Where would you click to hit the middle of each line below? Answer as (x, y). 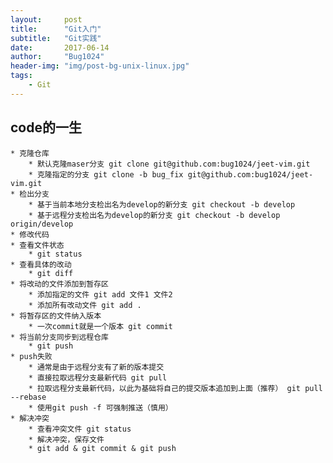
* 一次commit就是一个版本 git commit (100, 326)
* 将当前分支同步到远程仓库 (60, 337)
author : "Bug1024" (57, 57)
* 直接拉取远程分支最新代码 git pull (98, 377)
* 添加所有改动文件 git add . (85, 305)
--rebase (28, 397)
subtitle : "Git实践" (56, 38)
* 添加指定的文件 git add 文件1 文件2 (100, 294)
